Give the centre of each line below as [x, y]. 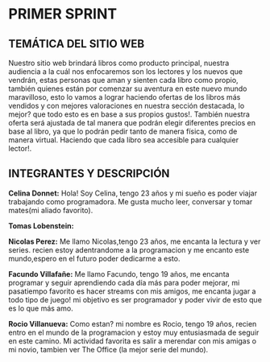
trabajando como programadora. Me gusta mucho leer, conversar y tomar [131, 201]
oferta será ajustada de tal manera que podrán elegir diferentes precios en [132, 123]
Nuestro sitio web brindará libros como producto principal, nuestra [119, 63]
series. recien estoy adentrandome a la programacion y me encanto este [129, 249]
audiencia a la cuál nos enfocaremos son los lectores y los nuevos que [126, 72]
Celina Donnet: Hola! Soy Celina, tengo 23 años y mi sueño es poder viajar [133, 193]
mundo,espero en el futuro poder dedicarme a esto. [94, 258]
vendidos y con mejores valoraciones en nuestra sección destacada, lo [127, 106]
